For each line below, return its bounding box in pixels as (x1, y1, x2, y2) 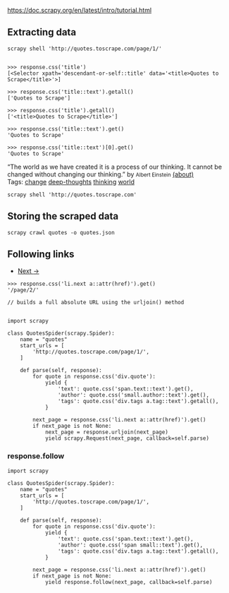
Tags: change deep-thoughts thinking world (7, 177, 135, 186)
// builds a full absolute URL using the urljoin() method (7, 299, 185, 306)
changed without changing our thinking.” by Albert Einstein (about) (7, 169, 194, 179)
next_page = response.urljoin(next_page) (44, 429, 169, 436)
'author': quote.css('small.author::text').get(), (57, 392, 210, 399)
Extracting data (7, 26, 76, 38)
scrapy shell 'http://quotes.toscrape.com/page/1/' (7, 45, 162, 52)
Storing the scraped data (7, 210, 119, 222)
